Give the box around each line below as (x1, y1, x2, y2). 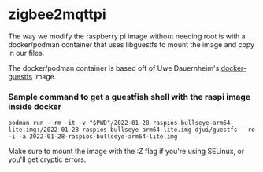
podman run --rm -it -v (8, 119, 87, 127)
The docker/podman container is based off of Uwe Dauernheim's (8, 63, 220, 72)
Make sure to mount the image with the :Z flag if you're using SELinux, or (8, 147, 245, 156)
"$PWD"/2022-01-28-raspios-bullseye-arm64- (89, 119, 235, 127)
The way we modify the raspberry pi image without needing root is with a (8, 31, 246, 41)
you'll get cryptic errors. (8, 155, 87, 164)
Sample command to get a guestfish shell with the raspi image (8, 91, 250, 102)
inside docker (8, 101, 61, 112)
